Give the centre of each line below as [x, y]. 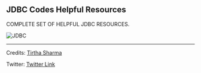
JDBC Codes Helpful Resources [66, 10]
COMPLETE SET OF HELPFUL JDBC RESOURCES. [68, 24]
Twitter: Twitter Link [31, 64]
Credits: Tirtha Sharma [34, 52]
